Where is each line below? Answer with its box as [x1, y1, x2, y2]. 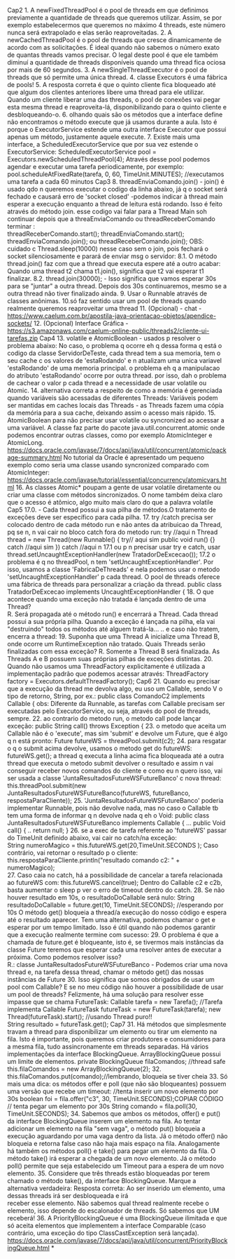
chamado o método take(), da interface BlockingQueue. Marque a [7, 1177, 197, 1185]
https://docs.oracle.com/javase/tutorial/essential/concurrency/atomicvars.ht [7, 476, 227, 484]
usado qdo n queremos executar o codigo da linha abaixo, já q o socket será [7, 185, 227, 193]
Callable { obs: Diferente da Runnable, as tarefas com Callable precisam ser [7, 700, 225, 707]
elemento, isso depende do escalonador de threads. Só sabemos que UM [7, 1206, 220, 1215]
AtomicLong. [7, 439, 44, 446]
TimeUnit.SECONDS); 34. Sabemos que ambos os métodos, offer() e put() [7, 1110, 221, 1118]
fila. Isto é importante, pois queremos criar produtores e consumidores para [7, 1035, 226, 1043]
